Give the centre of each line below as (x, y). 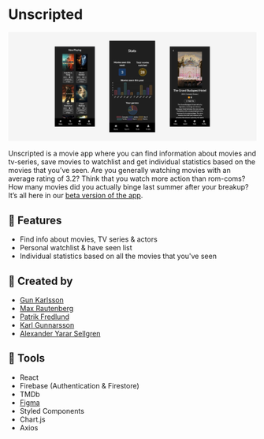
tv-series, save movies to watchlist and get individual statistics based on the (132, 162)
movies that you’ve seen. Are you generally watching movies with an (119, 171)
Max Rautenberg (46, 309)
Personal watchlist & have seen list (76, 248)
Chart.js (32, 419)
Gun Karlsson (42, 300)
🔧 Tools (27, 358)
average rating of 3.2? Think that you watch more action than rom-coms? (127, 178)
